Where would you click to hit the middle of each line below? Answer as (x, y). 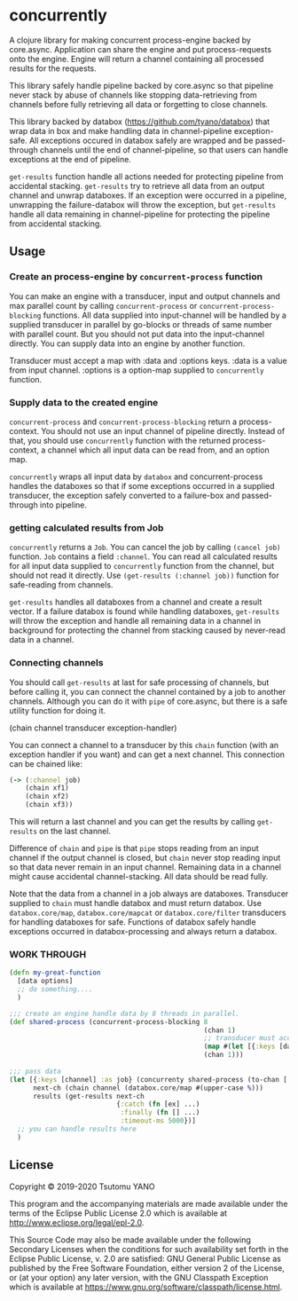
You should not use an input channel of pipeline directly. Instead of (163, 430)
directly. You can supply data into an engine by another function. (127, 343)
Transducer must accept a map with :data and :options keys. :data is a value (148, 360)
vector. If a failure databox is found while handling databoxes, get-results (145, 611)
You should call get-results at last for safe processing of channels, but (139, 682)
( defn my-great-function (55, 973)
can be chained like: (46, 763)
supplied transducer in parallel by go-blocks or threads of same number (141, 324)
